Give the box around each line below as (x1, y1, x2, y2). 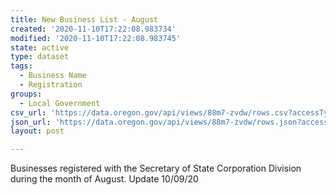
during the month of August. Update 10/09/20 (10, 173, 199, 185)
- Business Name (19, 71, 87, 81)
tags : (10, 61, 33, 71)
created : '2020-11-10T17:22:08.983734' (10, 24, 177, 34)
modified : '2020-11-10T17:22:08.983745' (10, 33, 182, 43)
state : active (10, 42, 70, 53)
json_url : (10, 117, 52, 127)
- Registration (19, 80, 83, 90)
